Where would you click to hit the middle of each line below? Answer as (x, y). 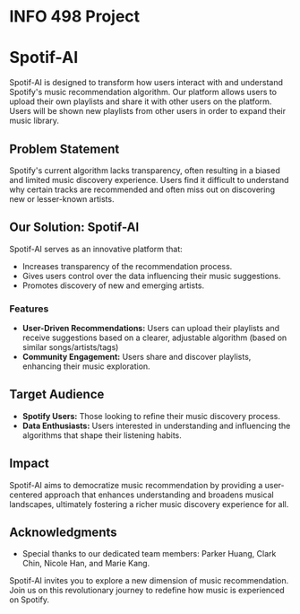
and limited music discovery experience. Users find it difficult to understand (149, 180)
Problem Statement (64, 149)
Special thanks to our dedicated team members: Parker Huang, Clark (149, 554)
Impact (29, 464)
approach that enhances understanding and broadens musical (159, 495)
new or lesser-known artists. (62, 198)
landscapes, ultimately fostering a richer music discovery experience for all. (149, 504)
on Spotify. (29, 600)
